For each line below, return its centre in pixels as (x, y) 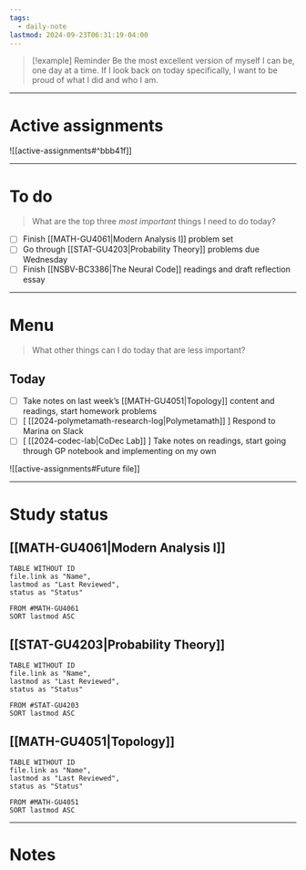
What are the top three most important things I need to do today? (153, 222)
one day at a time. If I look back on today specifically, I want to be (154, 70)
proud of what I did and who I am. (95, 80)
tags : (20, 18)
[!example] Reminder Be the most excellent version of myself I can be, (163, 61)
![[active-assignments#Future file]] (75, 469)
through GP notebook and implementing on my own (119, 451)
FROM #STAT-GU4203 (44, 706)
